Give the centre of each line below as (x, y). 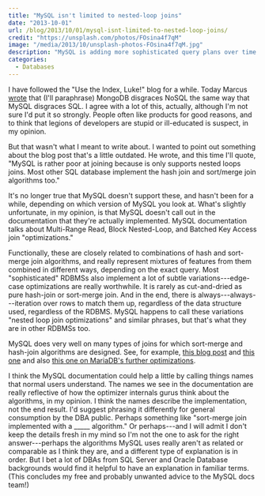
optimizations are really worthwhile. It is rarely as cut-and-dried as (134, 286)
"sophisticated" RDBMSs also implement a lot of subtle (98, 278)
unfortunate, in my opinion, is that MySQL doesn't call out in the (112, 212)
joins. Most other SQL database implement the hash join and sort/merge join (132, 171)
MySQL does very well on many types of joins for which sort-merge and (125, 344)
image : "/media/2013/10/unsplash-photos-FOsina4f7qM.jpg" (106, 45)
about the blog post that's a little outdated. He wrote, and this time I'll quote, (132, 155)
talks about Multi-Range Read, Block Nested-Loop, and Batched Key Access (132, 229)
